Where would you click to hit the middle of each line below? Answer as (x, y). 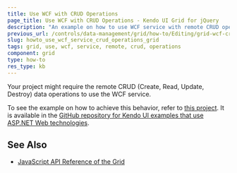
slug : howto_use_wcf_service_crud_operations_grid (83, 40)
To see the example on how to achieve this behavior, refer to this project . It (116, 107)
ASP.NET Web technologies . (48, 123)
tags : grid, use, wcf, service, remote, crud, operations (94, 47)
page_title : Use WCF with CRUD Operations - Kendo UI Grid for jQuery (113, 20)
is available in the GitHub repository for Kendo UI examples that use (105, 115)
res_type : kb (26, 66)
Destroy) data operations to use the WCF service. (79, 94)
